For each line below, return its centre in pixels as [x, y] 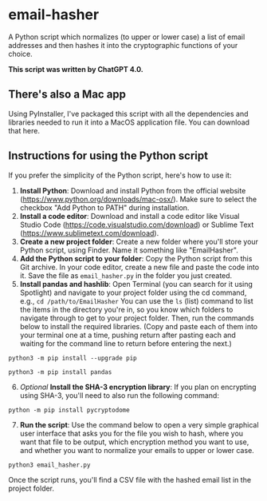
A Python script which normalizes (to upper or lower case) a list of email [127, 37]
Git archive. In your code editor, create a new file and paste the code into [139, 267]
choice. [21, 54]
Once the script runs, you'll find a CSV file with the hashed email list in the [130, 479]
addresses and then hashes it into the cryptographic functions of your [123, 45]
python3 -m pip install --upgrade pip [73, 358]
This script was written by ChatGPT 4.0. [76, 69]
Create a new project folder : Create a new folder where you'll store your [139, 241]
